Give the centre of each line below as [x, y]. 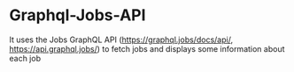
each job [25, 58]
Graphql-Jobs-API [77, 15]
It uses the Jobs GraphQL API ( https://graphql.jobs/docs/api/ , [121, 40]
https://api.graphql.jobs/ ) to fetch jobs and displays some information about [147, 48]
